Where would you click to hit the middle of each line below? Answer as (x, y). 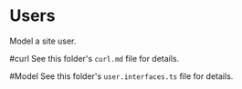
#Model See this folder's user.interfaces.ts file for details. (121, 76)
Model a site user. (43, 41)
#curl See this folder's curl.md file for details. (95, 58)
